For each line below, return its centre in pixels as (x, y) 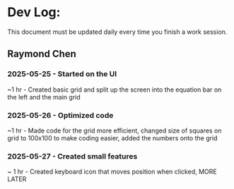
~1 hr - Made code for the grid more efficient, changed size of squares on (115, 130)
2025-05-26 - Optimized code (60, 115)
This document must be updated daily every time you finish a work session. (117, 32)
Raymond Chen (42, 54)
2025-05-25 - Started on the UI (62, 74)
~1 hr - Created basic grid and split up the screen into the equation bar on (115, 90)
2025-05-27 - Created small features (72, 156)
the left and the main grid (44, 97)
